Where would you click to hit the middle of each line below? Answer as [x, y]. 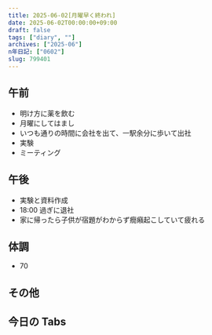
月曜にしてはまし [47, 123]
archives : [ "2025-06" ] [45, 45]
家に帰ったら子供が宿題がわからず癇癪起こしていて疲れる [112, 220]
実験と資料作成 [44, 200]
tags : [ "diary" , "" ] [42, 37]
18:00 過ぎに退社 [47, 209]
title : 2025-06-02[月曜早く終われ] [62, 15]
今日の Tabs [37, 322]
